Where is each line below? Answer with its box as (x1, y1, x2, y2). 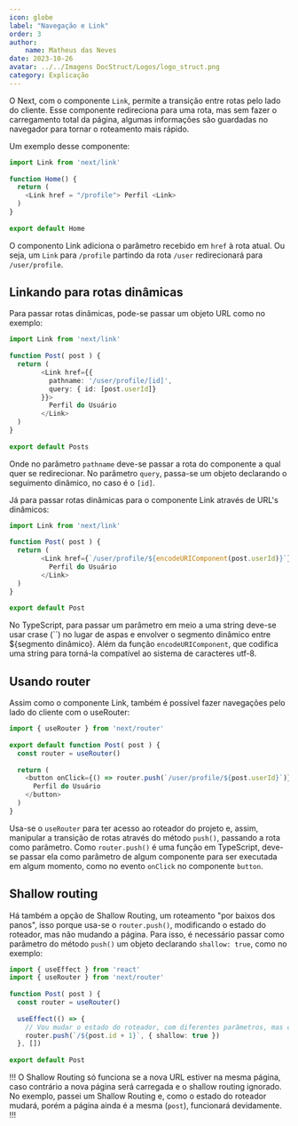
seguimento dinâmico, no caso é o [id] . (9, 477, 155, 488)
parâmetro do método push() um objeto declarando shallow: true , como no (9, 938, 287, 949)
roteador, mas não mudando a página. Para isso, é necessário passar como (9, 929, 286, 939)
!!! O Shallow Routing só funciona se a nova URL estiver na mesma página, (9, 1072, 281, 1082)
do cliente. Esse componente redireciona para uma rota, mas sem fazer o (9, 104, 278, 116)
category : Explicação (9, 71, 90, 80)
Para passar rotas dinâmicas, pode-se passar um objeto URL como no (9, 308, 266, 319)
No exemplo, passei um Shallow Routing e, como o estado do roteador (9, 1090, 267, 1102)
